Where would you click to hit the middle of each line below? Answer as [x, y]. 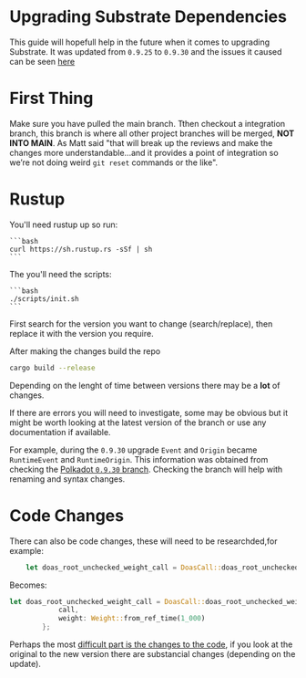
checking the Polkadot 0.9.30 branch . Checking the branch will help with [146, 469]
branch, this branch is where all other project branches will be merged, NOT [152, 133]
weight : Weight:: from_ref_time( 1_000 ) [132, 619]
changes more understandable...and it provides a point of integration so [144, 152]
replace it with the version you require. [82, 333]
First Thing [51, 99]
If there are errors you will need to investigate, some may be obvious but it [149, 412]
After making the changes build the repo [85, 351]
